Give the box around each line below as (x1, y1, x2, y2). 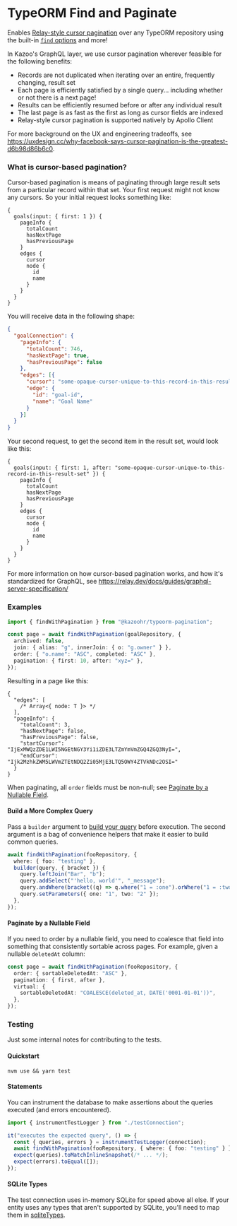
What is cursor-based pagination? (7, 162, 127, 172)
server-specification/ (7, 584, 68, 593)
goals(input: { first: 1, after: (13, 464, 112, 471)
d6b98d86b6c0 (7, 144, 53, 153)
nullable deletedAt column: (7, 949, 86, 958)
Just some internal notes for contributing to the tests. (7, 1035, 162, 1044)
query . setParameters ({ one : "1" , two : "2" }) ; (20, 890, 159, 898)
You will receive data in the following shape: (7, 312, 135, 321)
